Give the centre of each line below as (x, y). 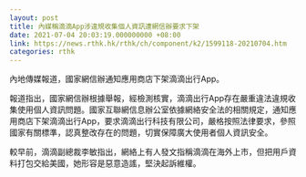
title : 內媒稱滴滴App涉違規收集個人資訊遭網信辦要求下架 (105, 26)
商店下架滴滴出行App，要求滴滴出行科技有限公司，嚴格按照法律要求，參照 (156, 121)
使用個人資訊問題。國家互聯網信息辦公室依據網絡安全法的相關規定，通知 (153, 109)
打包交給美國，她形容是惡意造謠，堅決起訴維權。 (109, 163)
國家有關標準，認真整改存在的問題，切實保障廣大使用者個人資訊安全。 (141, 132)
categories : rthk (42, 52)
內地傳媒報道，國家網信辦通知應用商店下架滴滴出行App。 (117, 79)
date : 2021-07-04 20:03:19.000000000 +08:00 (95, 35)
